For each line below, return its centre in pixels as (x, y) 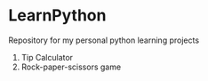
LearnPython (57, 16)
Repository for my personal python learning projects (104, 40)
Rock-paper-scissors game (71, 67)
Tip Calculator (47, 57)
